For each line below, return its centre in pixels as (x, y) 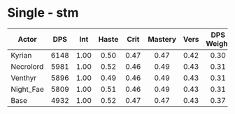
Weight (218, 43)
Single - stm (43, 13)
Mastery (162, 39)
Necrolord (27, 66)
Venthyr (24, 78)
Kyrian (21, 55)
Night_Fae (27, 89)
